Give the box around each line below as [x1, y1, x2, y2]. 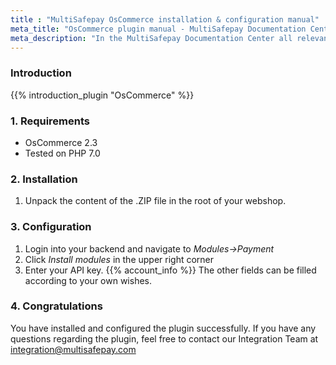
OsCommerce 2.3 [24, 136, 98, 148]
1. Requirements [10, 114, 91, 128]
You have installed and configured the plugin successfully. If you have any [10, 322, 317, 334]
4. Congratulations [10, 299, 103, 313]
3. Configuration [10, 220, 92, 234]
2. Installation [10, 172, 78, 186]
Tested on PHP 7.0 [24, 147, 101, 159]
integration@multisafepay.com [10, 343, 137, 355]
